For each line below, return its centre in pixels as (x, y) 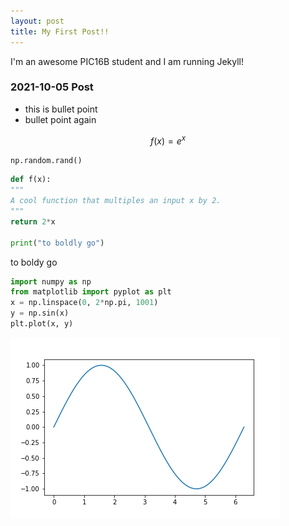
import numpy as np (51, 281)
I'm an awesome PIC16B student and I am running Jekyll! (127, 61)
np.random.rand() (46, 161)
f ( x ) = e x (168, 140)
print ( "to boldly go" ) (57, 243)
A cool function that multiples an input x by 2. (116, 201)
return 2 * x (33, 221)
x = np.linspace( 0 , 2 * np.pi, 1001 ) (84, 303)
